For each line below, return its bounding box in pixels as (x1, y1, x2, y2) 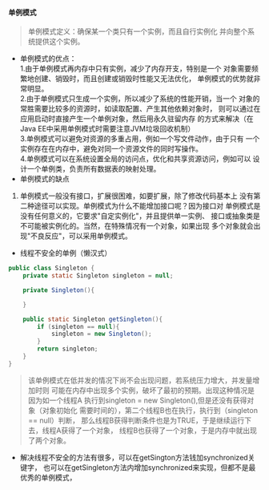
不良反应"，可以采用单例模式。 (30, 231, 132, 241)
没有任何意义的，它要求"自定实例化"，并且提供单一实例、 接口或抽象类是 (19, 211, 260, 221)
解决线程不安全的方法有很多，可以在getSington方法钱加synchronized (19, 452, 248, 462)
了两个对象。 (27, 435, 70, 445)
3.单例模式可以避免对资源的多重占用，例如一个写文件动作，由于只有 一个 (19, 134, 260, 144)
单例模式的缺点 (19, 174, 70, 184)
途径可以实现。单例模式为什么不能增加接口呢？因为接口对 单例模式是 (34, 201, 261, 211)
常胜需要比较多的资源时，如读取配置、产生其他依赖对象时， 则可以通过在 (19, 104, 261, 114)
